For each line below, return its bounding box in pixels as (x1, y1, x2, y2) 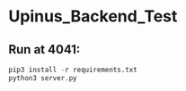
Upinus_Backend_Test (8, 6, 178, 27)
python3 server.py (8, 73, 77, 82)
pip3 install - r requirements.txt (8, 65, 138, 74)
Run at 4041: (8, 42, 81, 57)
